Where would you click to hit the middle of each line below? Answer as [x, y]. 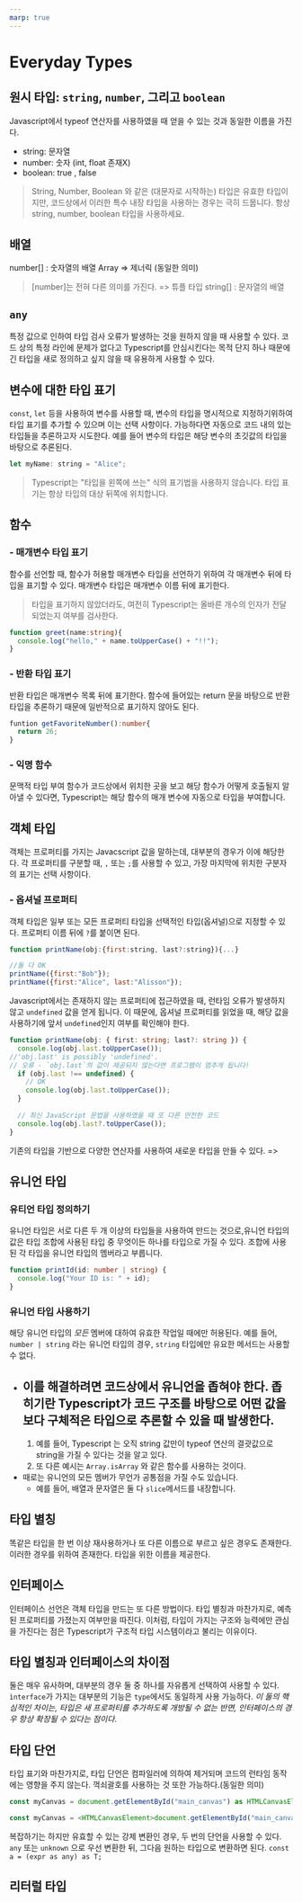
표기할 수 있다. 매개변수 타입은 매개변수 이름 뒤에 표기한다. [128, 585]
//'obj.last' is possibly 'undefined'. [84, 1057]
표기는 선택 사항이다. [55, 874]
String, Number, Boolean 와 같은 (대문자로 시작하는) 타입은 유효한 [148, 191]
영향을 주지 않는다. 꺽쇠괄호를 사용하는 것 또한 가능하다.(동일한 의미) [145, 1785]
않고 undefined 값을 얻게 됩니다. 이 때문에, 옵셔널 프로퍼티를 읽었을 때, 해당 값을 [149, 1012]
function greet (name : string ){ [66, 632]
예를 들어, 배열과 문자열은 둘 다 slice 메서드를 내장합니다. [136, 1488]
